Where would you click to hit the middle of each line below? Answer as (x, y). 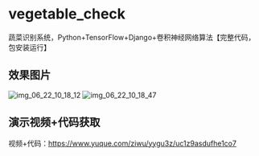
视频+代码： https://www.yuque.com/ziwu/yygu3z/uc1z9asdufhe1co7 (123, 143)
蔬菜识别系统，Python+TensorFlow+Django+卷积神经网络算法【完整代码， (132, 37)
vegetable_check (67, 14)
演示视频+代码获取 (54, 123)
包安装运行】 (29, 47)
